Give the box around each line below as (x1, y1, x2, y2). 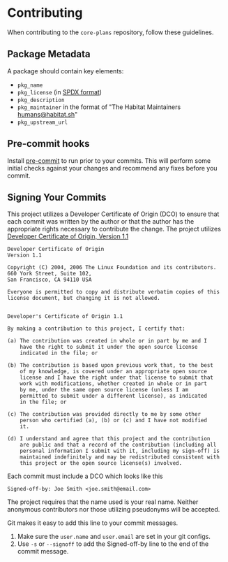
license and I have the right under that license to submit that (20, 374, 214, 382)
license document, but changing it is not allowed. (7, 295, 160, 302)
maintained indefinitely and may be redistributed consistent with (20, 454, 220, 461)
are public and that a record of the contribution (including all (20, 442, 217, 449)
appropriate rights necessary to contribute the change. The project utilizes (7, 225, 222, 233)
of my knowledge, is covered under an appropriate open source (20, 368, 208, 375)
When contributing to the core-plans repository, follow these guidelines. (7, 28, 214, 36)
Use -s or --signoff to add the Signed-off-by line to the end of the (17, 540, 209, 548)
